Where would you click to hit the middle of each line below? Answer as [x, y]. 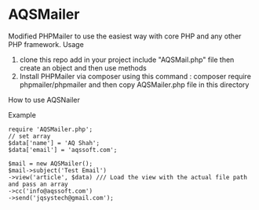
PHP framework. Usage [46, 44]
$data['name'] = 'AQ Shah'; [54, 143]
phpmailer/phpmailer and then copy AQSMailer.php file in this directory [134, 85]
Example [22, 114]
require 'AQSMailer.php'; [50, 129]
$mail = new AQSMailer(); [50, 163]
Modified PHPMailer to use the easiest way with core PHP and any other [125, 36]
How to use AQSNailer [44, 100]
